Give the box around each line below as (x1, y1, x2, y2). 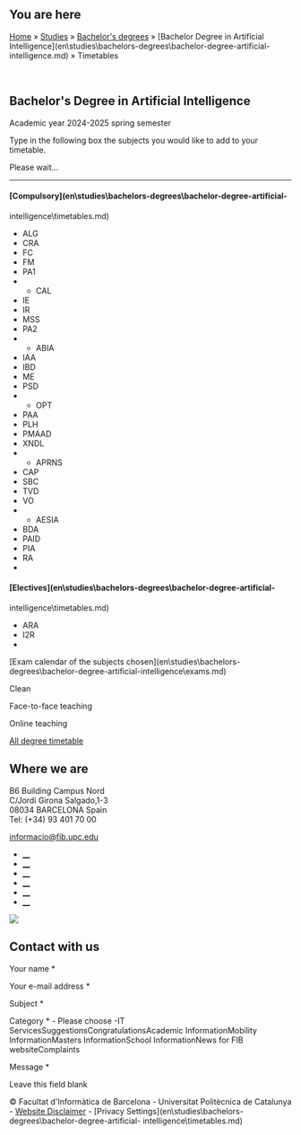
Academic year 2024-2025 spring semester (9, 117, 172, 128)
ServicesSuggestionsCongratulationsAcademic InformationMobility (9, 1025, 258, 1035)
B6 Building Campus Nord (9, 785, 105, 796)
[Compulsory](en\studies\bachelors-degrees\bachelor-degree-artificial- (9, 190, 288, 201)
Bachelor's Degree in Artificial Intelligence (9, 93, 251, 109)
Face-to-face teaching (9, 700, 92, 712)
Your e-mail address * (9, 981, 90, 991)
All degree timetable (9, 735, 84, 746)
